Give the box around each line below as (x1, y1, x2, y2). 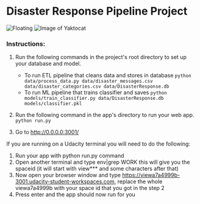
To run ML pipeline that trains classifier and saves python (24, 89, 168, 96)
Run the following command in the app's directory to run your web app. (15, 111, 195, 119)
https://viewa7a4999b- (121, 172, 180, 179)
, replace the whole (114, 178, 163, 185)
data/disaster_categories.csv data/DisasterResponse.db (24, 83, 170, 90)
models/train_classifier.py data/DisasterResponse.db (24, 96, 164, 102)
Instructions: (6, 40, 46, 48)
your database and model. (15, 60, 81, 68)
